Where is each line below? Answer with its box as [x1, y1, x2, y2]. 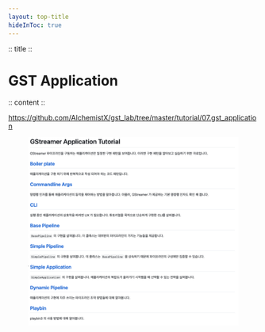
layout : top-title [8, 13, 69, 21]
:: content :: [8, 97, 46, 107]
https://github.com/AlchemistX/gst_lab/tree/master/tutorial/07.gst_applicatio [8, 113, 257, 123]
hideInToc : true [8, 21, 62, 29]
